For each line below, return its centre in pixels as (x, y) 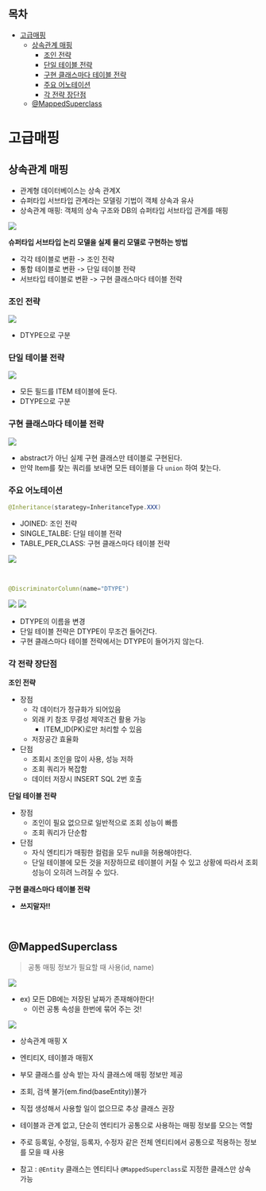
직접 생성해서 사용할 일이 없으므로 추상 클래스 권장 (97, 1108)
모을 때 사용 (46, 1152)
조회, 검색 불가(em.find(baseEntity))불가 (83, 1091)
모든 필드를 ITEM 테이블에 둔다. (68, 391)
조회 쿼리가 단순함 (59, 832)
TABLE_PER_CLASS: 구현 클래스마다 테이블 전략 (95, 543)
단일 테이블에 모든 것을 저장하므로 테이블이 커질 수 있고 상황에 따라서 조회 (145, 863)
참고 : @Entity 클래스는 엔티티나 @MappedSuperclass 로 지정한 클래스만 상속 (135, 1169)
